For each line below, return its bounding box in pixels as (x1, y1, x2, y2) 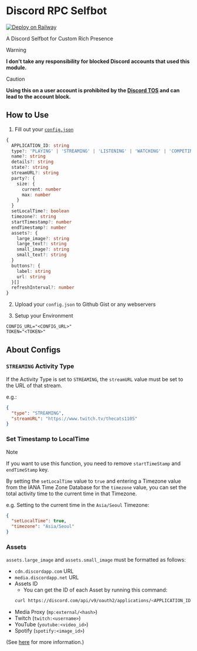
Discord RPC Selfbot (6, 4, 107, 18)
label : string (16, 268, 51, 274)
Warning (6, 46, 26, 54)
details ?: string (11, 159, 54, 165)
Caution (6, 75, 25, 82)
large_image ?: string (16, 235, 69, 242)
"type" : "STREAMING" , (11, 410, 64, 416)
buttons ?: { (11, 263, 41, 269)
